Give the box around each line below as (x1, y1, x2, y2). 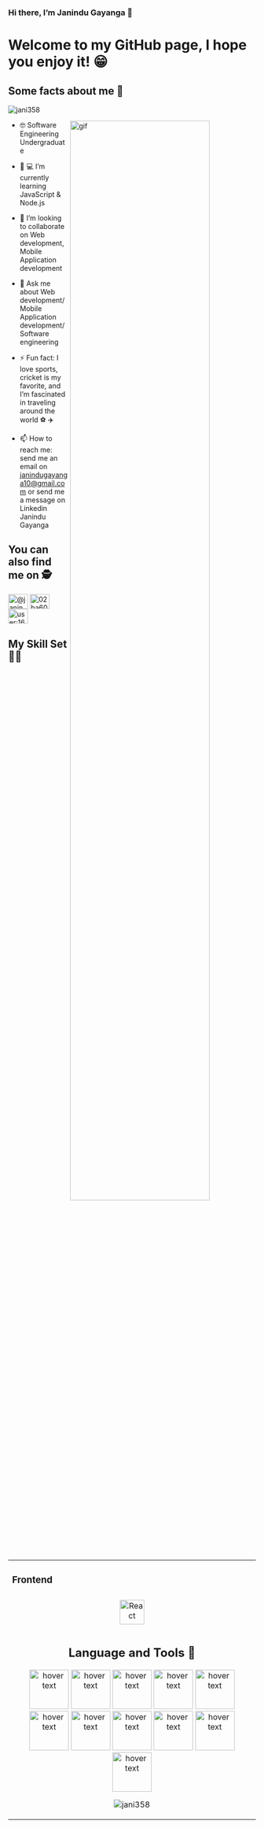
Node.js (19, 198, 46, 207)
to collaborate (19, 221, 65, 231)
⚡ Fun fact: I (19, 353, 59, 362)
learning (19, 181, 47, 191)
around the (19, 405, 56, 416)
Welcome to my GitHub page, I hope (8, 36, 247, 54)
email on (19, 461, 48, 471)
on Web (19, 230, 46, 239)
